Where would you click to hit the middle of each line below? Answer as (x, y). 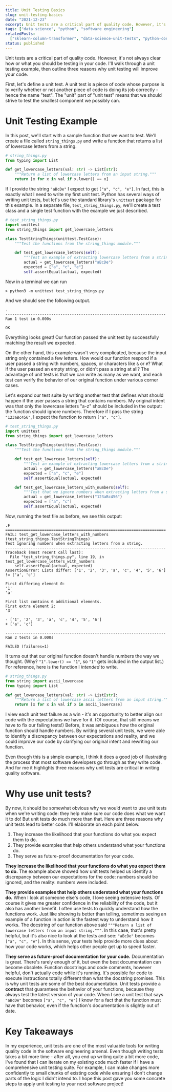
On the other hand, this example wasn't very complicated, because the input (86, 352)
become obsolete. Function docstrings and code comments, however (79, 968)
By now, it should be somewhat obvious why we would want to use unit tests (86, 808)
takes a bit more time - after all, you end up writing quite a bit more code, (82, 1057)
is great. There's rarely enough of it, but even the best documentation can (83, 962)
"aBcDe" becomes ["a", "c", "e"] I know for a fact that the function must (83, 1000)
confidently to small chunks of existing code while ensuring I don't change (84, 1073)
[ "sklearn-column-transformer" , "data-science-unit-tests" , (75, 39)
